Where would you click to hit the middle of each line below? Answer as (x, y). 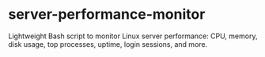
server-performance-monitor (107, 14)
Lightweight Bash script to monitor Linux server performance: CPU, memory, (133, 36)
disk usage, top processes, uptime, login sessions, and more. (108, 44)
